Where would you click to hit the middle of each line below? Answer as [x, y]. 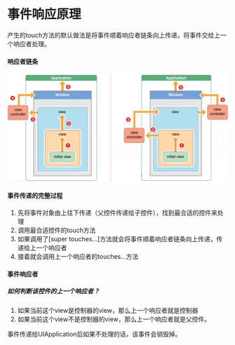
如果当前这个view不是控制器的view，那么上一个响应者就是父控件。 [114, 319]
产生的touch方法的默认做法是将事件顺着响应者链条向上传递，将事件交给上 [114, 35]
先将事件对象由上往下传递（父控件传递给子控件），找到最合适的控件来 [117, 212]
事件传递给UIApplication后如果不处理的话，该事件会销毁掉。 [94, 334]
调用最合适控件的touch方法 [56, 230]
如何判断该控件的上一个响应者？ [53, 291]
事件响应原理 [45, 14]
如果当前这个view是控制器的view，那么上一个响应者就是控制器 [108, 310]
